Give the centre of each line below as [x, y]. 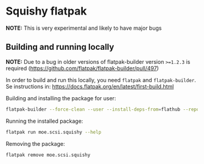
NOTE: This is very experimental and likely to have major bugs [84, 28]
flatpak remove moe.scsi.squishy [48, 155]
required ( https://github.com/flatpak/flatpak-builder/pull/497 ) [82, 68]
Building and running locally [60, 47]
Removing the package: [35, 143]
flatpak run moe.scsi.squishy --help [54, 132]
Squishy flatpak [46, 11]
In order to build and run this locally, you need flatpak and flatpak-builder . [101, 80]
